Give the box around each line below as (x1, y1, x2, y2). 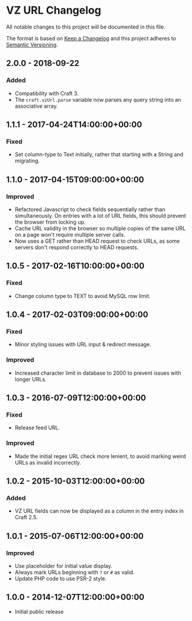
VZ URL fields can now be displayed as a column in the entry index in (14, 507, 184, 515)
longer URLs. (14, 375, 47, 382)
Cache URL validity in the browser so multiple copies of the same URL (14, 225, 186, 232)
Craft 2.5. (14, 514, 38, 521)
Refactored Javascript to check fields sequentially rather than (14, 206, 166, 213)
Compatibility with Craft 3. (14, 90, 79, 97)
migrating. (14, 157, 40, 164)
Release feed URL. (14, 424, 60, 431)
